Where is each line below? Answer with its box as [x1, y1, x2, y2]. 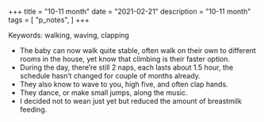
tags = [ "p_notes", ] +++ [8, 15, 90, 25]
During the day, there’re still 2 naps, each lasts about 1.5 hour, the [19, 63, 234, 72]
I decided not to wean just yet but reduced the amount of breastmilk [19, 97, 242, 105]
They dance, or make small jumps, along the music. [19, 88, 188, 97]
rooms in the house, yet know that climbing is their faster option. [19, 55, 231, 63]
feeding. [19, 105, 48, 114]
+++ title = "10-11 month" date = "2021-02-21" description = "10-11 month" [8, 7, 251, 16]
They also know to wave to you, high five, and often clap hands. [19, 79, 228, 89]
